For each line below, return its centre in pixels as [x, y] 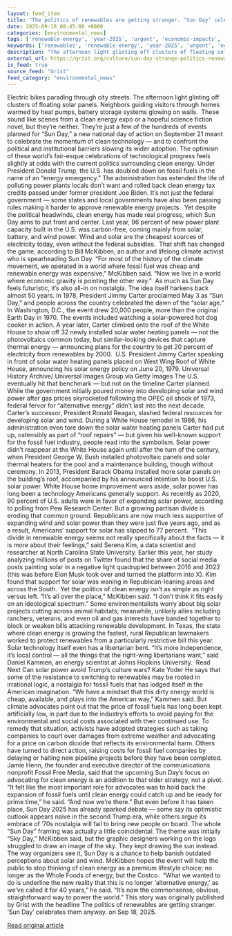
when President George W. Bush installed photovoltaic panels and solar [109, 457]
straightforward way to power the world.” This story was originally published [116, 897]
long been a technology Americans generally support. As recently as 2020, [114, 494]
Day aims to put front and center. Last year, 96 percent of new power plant [113, 222]
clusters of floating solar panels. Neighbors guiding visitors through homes [114, 105]
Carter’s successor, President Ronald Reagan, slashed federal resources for [115, 413]
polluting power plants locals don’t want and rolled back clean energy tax [111, 185]
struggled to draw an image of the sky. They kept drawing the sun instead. [113, 846]
